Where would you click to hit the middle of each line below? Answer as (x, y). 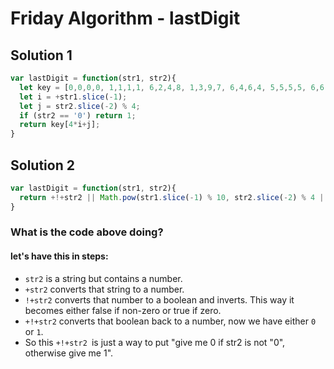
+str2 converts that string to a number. (104, 289)
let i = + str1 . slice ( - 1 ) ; (73, 97)
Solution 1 (41, 55)
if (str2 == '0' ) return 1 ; (78, 115)
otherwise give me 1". (69, 353)
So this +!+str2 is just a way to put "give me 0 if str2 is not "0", (155, 342)
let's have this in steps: (59, 256)
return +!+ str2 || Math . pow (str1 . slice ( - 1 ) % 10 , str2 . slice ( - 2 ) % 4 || (174, 197)
